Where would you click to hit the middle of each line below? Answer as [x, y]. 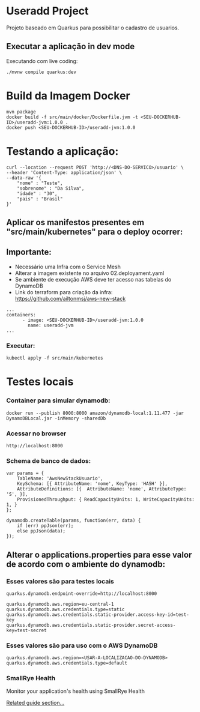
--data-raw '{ [24, 178]
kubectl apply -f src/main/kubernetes [55, 358]
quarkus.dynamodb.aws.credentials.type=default [67, 663]
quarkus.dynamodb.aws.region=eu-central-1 [60, 604]
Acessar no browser [36, 433]
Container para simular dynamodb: [58, 400]
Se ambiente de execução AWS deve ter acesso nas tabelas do [93, 279]
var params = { [25, 473]
